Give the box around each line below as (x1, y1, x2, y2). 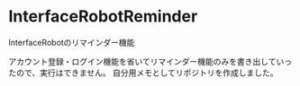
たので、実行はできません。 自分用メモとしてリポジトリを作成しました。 (8, 67, 278, 78)
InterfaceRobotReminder (8, 6, 198, 27)
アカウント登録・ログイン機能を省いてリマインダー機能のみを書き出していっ (8, 56, 293, 66)
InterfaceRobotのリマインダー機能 (8, 37, 135, 47)
